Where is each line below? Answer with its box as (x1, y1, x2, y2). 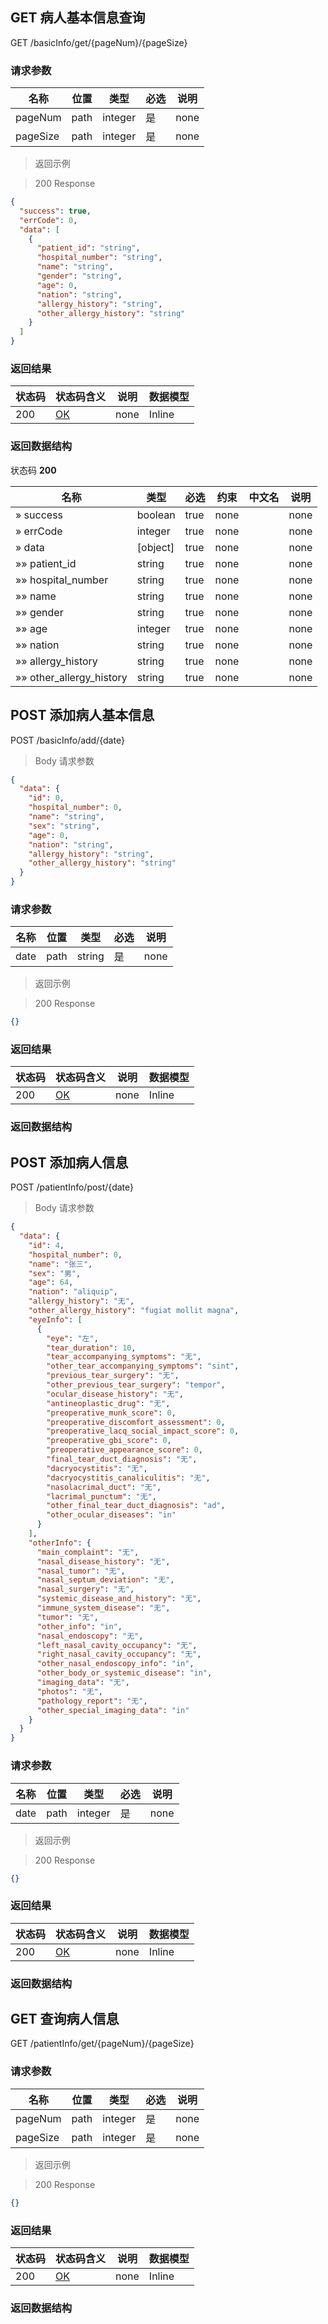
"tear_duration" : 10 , (46, 1343, 137, 1353)
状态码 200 (10, 464, 57, 476)
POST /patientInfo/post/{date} (10, 1181, 135, 1193)
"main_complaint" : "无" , (36, 1547, 140, 1557)
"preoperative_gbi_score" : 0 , (46, 1436, 172, 1446)
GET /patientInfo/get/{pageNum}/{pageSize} (10, 2038, 195, 2050)
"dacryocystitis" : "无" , (46, 1463, 148, 1473)
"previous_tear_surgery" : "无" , (46, 1371, 180, 1381)
